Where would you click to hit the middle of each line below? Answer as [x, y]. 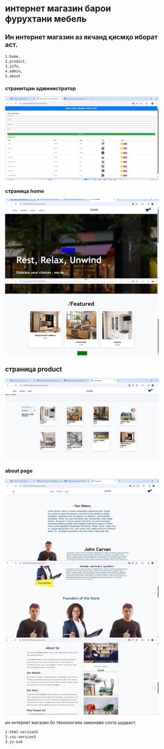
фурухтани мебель [46, 19]
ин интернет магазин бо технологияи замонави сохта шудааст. [71, 723]
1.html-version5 [21, 732]
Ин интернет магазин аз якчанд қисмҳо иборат [81, 37]
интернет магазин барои [58, 9]
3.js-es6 [14, 742]
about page [19, 471]
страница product [34, 369]
